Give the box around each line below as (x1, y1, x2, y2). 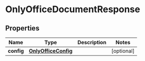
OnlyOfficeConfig (28, 47, 73, 54)
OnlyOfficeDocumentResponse (5, 4, 140, 15)
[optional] (111, 47, 135, 54)
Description (77, 39, 107, 46)
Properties (5, 24, 40, 33)
